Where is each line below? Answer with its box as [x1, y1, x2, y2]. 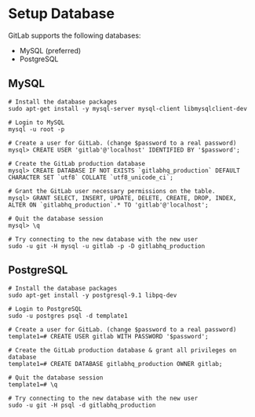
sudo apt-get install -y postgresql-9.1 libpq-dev [8, 291, 177, 299]
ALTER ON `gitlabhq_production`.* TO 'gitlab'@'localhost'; [8, 201, 209, 209]
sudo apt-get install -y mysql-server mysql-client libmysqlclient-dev [8, 104, 247, 112]
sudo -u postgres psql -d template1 [8, 312, 128, 320]
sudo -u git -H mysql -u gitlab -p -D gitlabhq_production [8, 242, 206, 250]
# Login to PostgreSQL [8, 305, 82, 313]
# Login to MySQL [8, 119, 65, 126]
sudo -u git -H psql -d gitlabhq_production [8, 401, 156, 409]
